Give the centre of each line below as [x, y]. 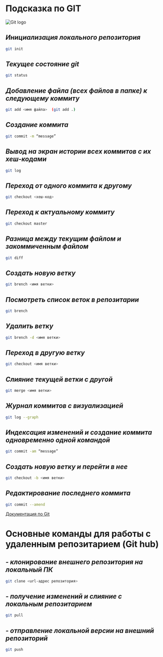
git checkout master [27, 224]
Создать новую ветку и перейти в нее [67, 467]
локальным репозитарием [49, 604]
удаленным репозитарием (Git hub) [82, 544]
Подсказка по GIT [43, 9]
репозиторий [27, 638]
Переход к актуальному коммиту [60, 212]
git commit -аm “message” [32, 452]
